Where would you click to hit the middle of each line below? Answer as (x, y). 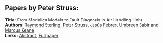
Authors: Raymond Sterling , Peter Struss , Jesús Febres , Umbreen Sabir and (82, 25)
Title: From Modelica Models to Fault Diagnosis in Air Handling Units (74, 20)
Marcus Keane (20, 30)
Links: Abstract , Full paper (32, 35)
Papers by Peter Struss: (42, 8)
